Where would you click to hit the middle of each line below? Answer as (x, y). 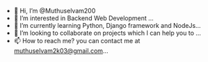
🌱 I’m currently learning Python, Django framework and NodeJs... (107, 25)
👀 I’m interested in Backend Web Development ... (84, 18)
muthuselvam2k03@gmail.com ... (61, 51)
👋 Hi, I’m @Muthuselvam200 (55, 11)
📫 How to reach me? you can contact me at (77, 41)
